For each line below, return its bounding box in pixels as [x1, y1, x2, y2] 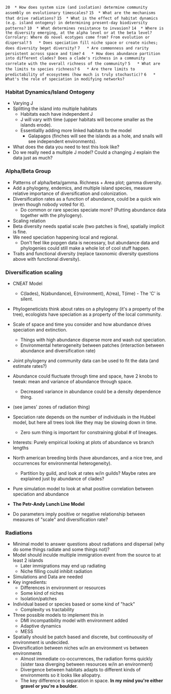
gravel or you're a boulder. [20, 683, 78, 689]
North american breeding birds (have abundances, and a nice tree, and [12, 454, 163, 460]
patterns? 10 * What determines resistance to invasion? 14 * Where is [5, 26, 164, 31]
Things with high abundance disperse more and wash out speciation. [20, 336, 166, 343]
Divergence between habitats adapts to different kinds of [20, 667, 141, 673]
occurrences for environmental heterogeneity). [12, 460, 112, 466]
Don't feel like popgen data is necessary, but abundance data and [20, 239, 160, 245]
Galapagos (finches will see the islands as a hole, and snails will [28, 133, 163, 139]
